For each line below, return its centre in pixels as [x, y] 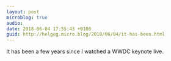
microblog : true [27, 18]
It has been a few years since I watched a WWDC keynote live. [85, 51]
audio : [15, 23]
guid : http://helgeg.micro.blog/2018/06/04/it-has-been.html [86, 34]
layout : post [23, 12]
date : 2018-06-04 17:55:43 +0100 [49, 29]
